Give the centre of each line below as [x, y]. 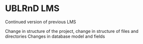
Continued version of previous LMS [41, 22]
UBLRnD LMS [32, 8]
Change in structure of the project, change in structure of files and [72, 31]
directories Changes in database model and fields [55, 36]
